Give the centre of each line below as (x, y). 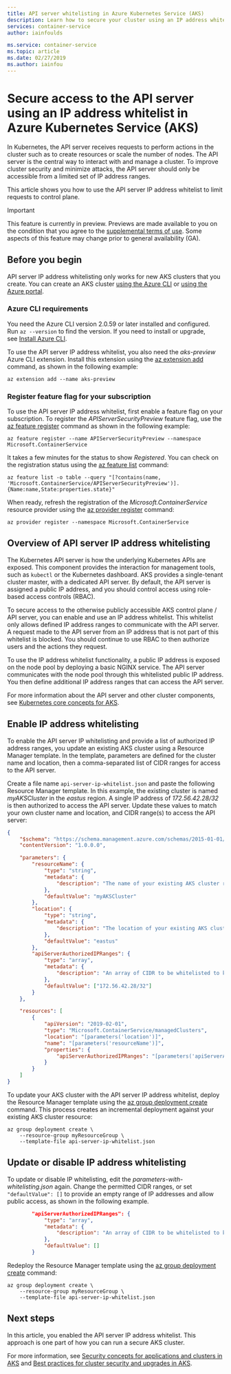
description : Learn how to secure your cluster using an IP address (107, 20)
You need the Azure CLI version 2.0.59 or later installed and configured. (109, 324)
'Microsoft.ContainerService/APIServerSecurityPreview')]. (93, 484)
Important (21, 210)
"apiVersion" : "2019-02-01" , (86, 1024)
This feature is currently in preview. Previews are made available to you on (112, 223)
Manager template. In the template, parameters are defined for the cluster (111, 755)
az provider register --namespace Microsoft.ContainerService (98, 522)
